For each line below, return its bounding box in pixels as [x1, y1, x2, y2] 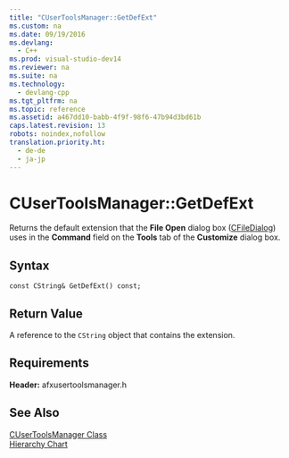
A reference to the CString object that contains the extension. [9, 330, 235, 341]
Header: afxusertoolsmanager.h [9, 379, 128, 390]
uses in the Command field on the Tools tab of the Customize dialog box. [9, 232, 281, 242]
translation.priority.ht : [9, 138, 105, 147]
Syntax [9, 258, 50, 273]
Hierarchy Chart [9, 438, 69, 449]
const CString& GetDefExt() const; [9, 282, 142, 291]
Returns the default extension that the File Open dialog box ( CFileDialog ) [9, 223, 277, 233]
